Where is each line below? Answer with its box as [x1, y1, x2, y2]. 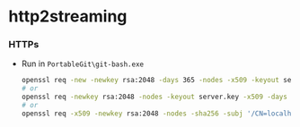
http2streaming [8, 6, 128, 27]
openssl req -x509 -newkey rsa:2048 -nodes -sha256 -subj [21, 109, 243, 118]
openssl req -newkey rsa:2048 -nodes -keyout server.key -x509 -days [21, 92, 288, 102]
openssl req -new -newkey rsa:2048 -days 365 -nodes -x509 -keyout [21, 76, 280, 85]
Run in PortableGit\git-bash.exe [21, 58, 145, 69]
